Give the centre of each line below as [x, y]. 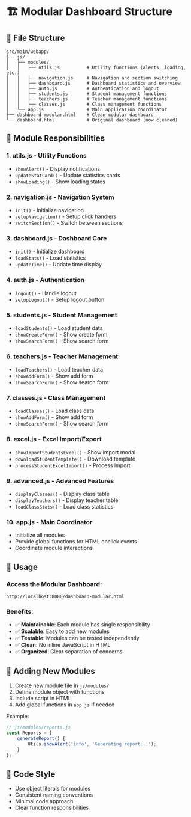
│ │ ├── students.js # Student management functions [87, 94]
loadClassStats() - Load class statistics [64, 507]
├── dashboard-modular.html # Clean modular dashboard [80, 115]
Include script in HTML [43, 699]
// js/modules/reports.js [38, 727]
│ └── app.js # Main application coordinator [87, 109]
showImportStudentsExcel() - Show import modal [75, 452]
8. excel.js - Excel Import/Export [54, 439]
